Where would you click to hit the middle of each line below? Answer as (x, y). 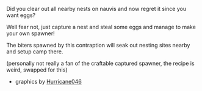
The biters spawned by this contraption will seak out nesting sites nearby (98, 45)
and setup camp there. (35, 52)
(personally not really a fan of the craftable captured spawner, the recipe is (100, 63)
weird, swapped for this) (37, 70)
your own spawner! (31, 33)
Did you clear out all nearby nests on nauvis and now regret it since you (96, 9)
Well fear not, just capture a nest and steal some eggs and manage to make (101, 27)
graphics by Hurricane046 (49, 82)
